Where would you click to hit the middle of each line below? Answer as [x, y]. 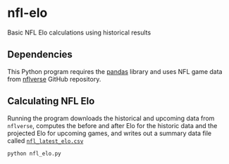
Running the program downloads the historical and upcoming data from [111, 118]
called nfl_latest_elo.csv [45, 140]
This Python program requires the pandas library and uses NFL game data [115, 71]
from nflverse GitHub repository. [54, 79]
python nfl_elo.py [34, 153]
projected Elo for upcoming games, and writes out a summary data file [110, 133]
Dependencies [40, 55]
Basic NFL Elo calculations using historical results [79, 32]
